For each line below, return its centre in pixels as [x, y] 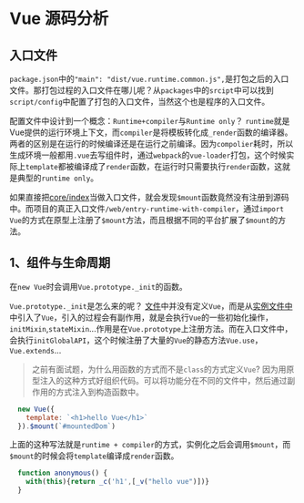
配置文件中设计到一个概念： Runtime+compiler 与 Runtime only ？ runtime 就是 [150, 121]
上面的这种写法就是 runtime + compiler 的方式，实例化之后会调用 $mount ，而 [150, 445]
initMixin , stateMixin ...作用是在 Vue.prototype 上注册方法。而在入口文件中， [151, 328]
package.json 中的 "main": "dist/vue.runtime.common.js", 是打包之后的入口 [149, 79]
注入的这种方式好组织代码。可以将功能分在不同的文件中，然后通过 [163, 380]
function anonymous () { [62, 473]
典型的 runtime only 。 [57, 178]
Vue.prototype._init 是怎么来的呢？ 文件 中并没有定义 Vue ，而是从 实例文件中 [151, 305]
